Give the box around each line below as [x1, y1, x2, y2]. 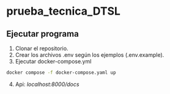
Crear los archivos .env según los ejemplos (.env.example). [15, 51, 164, 59]
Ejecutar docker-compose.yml [15, 58, 92, 65]
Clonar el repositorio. [15, 45, 68, 52]
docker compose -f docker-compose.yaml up [6, 70, 116, 76]
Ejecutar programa [6, 29, 79, 39]
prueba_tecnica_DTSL [6, 4, 121, 18]
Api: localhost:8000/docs [15, 81, 79, 88]
